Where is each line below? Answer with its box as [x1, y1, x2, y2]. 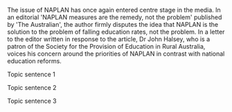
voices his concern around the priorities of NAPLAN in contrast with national [7, 49, 225, 58]
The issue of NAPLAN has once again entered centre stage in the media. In [7, 6, 222, 14]
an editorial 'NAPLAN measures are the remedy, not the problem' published [7, 13, 222, 21]
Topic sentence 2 [7, 84, 57, 91]
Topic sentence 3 [7, 97, 57, 105]
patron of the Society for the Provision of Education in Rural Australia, [7, 43, 206, 50]
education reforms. [7, 57, 62, 65]
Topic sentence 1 [7, 70, 55, 78]
